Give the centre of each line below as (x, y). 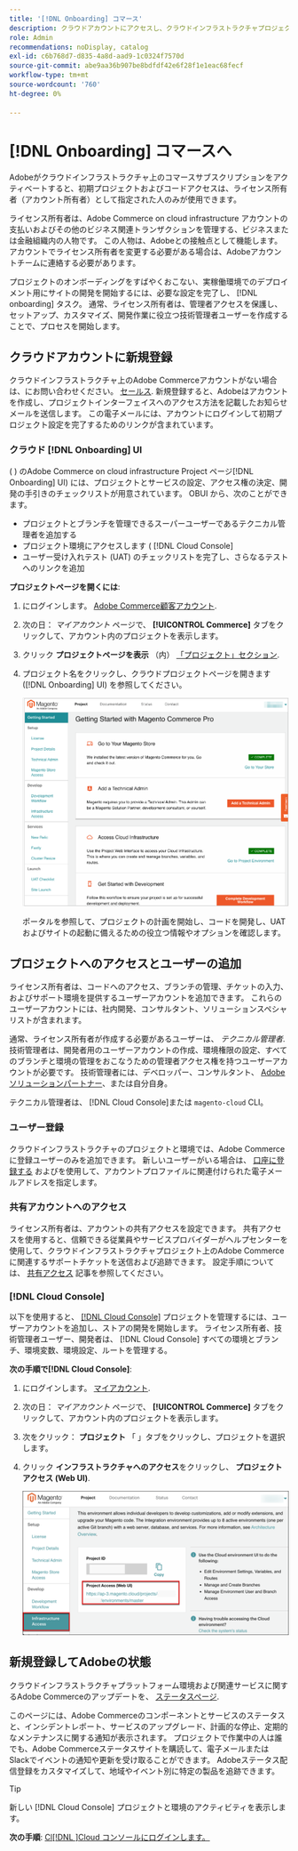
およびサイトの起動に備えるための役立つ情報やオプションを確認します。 (153, 933)
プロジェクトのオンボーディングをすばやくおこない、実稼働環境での (133, 282)
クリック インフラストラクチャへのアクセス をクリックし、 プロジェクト (152, 1467)
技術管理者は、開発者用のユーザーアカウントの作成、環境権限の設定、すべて (149, 1050)
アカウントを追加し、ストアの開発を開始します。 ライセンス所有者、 (149, 1328)
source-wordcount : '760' (55, 85)
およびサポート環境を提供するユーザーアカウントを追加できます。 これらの (145, 998)
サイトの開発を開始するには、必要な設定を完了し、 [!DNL (153, 293)
